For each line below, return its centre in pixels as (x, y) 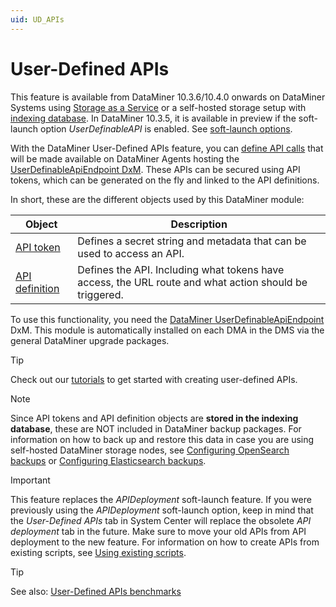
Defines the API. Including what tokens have (181, 269)
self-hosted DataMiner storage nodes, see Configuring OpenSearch (150, 450)
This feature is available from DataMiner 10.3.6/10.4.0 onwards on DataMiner (168, 97)
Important (30, 480)
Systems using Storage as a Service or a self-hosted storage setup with (158, 107)
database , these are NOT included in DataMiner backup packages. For (156, 428)
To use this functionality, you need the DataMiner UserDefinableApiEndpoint (167, 319)
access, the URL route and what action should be (192, 282)
